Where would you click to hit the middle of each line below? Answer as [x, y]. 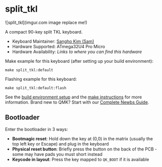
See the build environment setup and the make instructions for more [74, 97]
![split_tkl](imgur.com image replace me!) [46, 22]
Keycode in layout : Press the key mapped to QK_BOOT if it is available [81, 159]
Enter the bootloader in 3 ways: [37, 129]
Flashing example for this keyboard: [41, 79]
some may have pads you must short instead [57, 154]
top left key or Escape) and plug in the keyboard [60, 144]
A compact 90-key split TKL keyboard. [44, 32]
